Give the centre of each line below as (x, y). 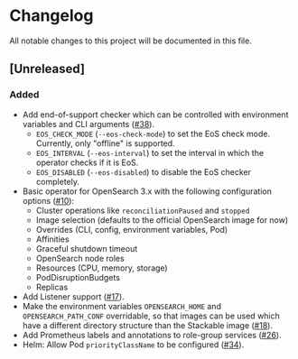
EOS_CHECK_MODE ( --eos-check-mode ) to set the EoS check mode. (153, 133)
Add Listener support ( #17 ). (73, 296)
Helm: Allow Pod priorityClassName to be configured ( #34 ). (133, 345)
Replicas (52, 287)
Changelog (51, 16)
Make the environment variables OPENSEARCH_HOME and (121, 306)
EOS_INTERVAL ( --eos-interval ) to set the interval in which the (150, 152)
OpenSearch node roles (80, 258)
